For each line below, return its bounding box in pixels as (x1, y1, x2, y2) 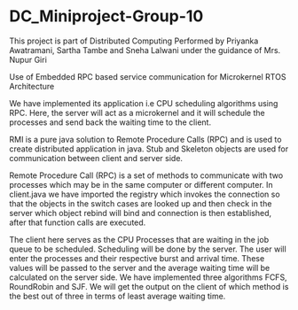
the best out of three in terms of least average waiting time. (9, 291, 226, 301)
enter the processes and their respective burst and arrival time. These (9, 252, 265, 263)
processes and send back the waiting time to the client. (9, 117, 211, 128)
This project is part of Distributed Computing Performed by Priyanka (9, 35, 259, 46)
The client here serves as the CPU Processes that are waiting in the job (9, 234, 269, 244)
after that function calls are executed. (9, 217, 146, 228)
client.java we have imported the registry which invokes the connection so (9, 189, 281, 199)
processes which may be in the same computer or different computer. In (9, 179, 273, 190)
